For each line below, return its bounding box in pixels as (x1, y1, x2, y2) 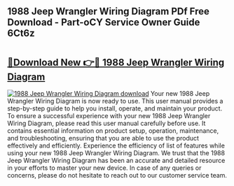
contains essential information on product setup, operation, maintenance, (7, 127, 219, 135)
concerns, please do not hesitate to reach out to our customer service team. (7, 171, 228, 179)
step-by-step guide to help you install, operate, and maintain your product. (7, 104, 223, 113)
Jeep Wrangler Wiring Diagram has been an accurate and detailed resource (7, 157, 226, 164)
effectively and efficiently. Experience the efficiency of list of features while (7, 141, 226, 150)
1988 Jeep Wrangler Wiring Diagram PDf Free (7, 6, 210, 17)
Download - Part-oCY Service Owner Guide (7, 17, 200, 29)
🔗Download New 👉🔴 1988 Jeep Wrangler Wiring (7, 56, 225, 69)
